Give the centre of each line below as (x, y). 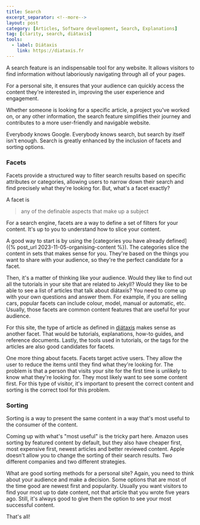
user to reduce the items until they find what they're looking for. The (90, 365)
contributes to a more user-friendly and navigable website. (79, 123)
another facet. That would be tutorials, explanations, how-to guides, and (95, 334)
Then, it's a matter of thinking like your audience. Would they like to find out (99, 278)
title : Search (24, 12)
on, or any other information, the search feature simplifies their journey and (99, 116)
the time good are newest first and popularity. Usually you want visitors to (97, 486)
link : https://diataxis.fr (50, 51)
